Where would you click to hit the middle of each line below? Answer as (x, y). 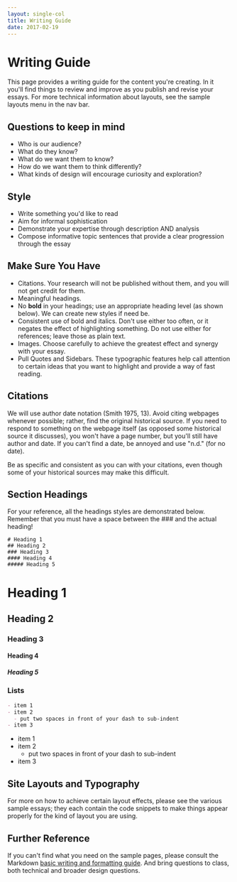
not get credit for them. (51, 290)
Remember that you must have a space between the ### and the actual (112, 519)
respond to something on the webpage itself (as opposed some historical (114, 428)
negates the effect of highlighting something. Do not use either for (114, 328)
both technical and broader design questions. (74, 870)
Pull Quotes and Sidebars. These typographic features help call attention (124, 359)
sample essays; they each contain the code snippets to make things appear (118, 808)
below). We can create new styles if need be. (84, 313)
